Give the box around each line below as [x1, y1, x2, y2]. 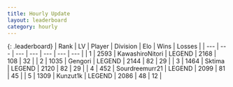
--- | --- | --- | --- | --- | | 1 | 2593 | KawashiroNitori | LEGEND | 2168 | [15, 49, 217, 58]
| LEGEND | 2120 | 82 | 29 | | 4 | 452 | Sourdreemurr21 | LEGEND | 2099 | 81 [7, 64, 225, 73]
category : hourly [7, 23, 58, 30]
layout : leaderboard [7, 17, 68, 24]
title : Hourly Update [7, 10, 71, 17]
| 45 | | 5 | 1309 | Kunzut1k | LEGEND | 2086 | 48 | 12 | [7, 72, 162, 80]
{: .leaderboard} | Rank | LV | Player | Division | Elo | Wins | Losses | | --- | [7, 42, 219, 51]
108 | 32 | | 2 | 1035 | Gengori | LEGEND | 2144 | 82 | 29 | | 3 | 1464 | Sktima [7, 57, 225, 65]
